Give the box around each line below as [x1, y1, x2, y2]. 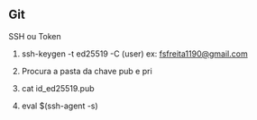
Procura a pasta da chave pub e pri [21, 65, 152, 76]
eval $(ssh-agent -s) [21, 100, 98, 111]
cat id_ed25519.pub [21, 82, 96, 93]
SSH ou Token [8, 30, 62, 41]
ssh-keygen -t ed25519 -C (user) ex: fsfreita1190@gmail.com [21, 48, 249, 59]
